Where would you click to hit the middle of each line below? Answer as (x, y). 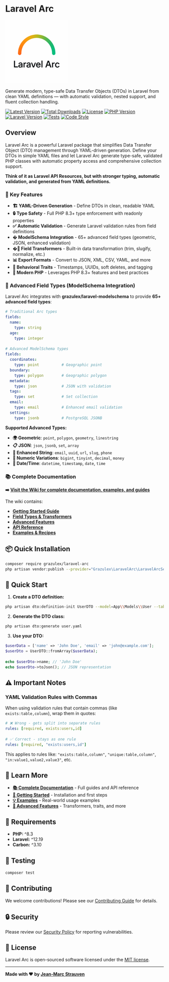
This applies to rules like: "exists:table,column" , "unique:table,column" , (81, 754)
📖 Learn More (27, 775)
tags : (16, 391)
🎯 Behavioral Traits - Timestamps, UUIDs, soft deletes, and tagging (82, 267)
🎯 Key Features (24, 194)
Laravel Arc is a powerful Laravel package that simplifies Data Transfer (78, 145)
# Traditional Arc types (31, 312)
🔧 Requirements (31, 822)
